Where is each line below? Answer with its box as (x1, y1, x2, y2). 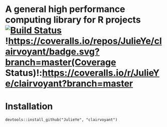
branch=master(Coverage (5, 56, 116, 68)
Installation (5, 101, 53, 112)
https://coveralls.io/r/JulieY (42, 67, 159, 78)
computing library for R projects (5, 14, 141, 25)
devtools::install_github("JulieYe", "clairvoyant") (5, 117, 118, 122)
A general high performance (5, 3, 125, 15)
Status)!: (5, 67, 43, 78)
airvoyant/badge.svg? (5, 46, 100, 57)
